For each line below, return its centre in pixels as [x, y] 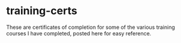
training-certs [42, 11]
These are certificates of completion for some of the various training [91, 27]
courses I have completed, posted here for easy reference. [79, 33]
